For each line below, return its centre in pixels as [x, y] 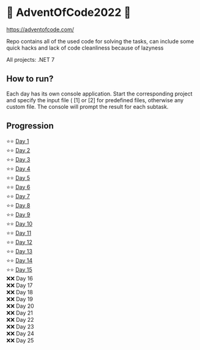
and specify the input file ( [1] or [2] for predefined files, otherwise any [95, 100]
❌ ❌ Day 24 [20, 333]
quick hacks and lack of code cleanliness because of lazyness [85, 48]
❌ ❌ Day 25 [20, 340]
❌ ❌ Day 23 [20, 326]
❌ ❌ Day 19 [20, 299]
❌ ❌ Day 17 [20, 285]
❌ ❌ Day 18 [20, 292]
